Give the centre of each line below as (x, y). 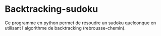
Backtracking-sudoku (51, 9)
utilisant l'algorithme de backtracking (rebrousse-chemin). (65, 28)
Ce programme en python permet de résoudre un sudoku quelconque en (80, 23)
